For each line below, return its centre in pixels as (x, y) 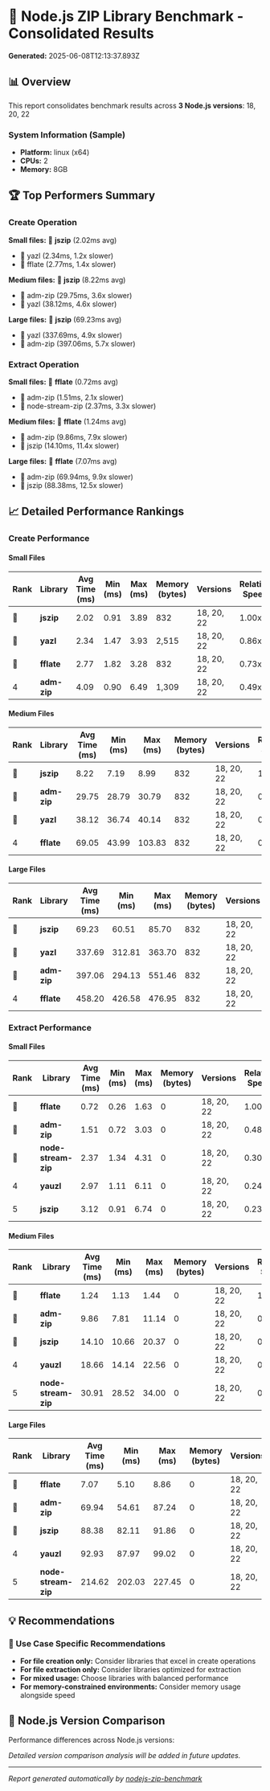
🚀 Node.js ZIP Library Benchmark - (126, 16)
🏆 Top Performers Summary (82, 196)
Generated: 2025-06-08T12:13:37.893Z (74, 55)
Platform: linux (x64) (55, 153)
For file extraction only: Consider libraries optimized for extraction (131, 1670)
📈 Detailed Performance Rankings (96, 512)
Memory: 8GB (44, 170)
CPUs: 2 (34, 161)
